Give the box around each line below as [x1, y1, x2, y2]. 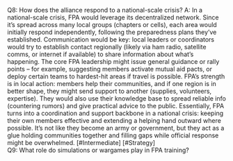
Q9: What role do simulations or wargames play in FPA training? [7, 146, 189, 154]
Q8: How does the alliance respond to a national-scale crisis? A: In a [7, 6, 203, 14]
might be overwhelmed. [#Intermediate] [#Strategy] [7, 139, 155, 146]
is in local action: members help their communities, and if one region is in [7, 80, 217, 87]
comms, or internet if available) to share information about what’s [7, 50, 194, 58]
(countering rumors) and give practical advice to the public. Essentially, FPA [7, 102, 225, 110]
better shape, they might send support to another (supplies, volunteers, [7, 87, 212, 95]
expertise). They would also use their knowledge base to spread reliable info [7, 94, 226, 103]
